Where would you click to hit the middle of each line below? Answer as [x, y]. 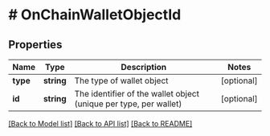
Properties [35, 45]
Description [144, 67]
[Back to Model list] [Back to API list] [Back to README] [100, 124]
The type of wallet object [121, 80]
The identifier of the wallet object [137, 94]
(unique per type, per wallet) [128, 104]
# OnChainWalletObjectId [95, 15]
